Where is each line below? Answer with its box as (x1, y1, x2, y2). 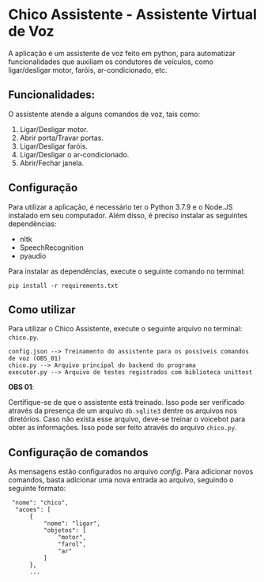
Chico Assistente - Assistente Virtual (8, 6, 257, 24)
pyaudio (19, 251, 47, 260)
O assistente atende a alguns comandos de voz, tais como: (8, 109, 200, 119)
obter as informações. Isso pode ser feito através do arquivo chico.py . (8, 423, 237, 433)
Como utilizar (8, 303, 77, 316)
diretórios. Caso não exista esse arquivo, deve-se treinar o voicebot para (8, 414, 246, 424)
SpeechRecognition (19, 243, 85, 252)
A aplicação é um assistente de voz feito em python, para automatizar (8, 48, 236, 58)
